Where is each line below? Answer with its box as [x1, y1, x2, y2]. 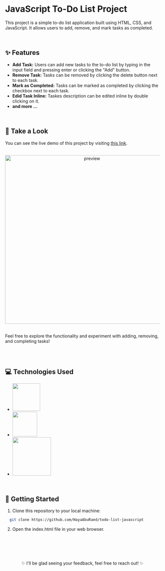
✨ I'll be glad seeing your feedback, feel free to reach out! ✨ [21, 560, 144, 566]
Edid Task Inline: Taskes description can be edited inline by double [12, 93, 148, 99]
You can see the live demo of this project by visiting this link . [5, 140, 128, 146]
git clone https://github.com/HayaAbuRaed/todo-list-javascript [9, 518, 144, 522]
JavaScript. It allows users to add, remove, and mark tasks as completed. [5, 25, 153, 30]
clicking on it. [12, 98, 40, 104]
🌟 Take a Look [5, 127, 48, 135]
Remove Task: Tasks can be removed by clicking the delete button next [12, 72, 158, 78]
